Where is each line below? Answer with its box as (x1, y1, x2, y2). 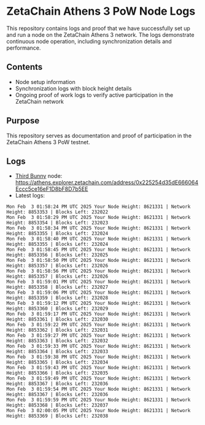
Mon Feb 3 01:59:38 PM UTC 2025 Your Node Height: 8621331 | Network (6, 354, 191, 360)
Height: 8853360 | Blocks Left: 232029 (6, 305, 109, 312)
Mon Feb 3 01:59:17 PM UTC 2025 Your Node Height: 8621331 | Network (6, 311, 191, 317)
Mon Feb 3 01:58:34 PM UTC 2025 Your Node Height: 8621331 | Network (6, 225, 191, 231)
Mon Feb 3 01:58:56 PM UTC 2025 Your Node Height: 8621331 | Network (6, 268, 191, 274)
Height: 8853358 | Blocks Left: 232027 (6, 284, 109, 291)
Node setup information (15, 78, 75, 85)
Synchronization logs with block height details (15, 85, 132, 92)
